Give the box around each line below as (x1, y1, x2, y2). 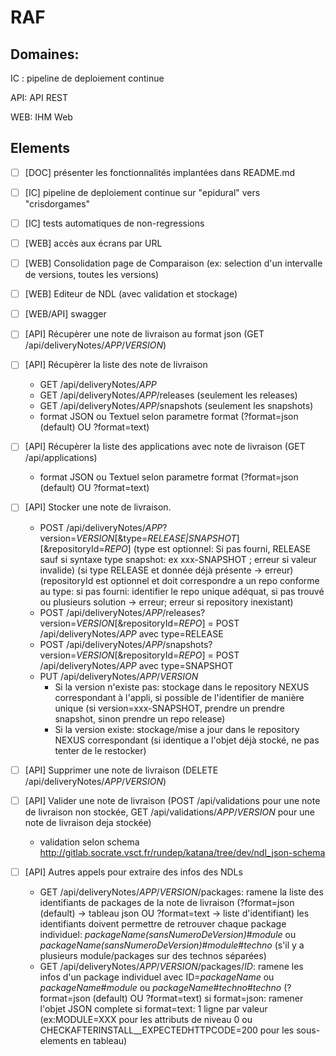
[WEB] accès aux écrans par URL (24, 237, 163, 249)
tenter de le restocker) (54, 744, 147, 756)
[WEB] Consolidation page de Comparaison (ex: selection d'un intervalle (24, 257, 323, 270)
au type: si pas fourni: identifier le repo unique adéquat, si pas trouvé (39, 585, 325, 597)
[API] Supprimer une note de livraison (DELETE (24, 764, 219, 776)
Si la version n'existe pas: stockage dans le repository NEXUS (54, 681, 310, 693)
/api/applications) (24, 452, 98, 464)
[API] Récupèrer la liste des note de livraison (24, 359, 208, 371)
